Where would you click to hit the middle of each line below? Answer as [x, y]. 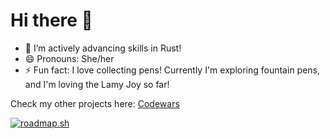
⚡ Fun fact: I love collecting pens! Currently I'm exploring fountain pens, [172, 70]
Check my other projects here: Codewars [95, 103]
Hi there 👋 [51, 20]
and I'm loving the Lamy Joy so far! [97, 84]
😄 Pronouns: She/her [69, 58]
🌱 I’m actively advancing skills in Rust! [103, 48]
